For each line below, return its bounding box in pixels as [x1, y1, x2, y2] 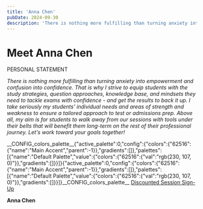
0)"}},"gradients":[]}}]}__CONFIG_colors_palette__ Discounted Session [7, 179, 181, 186]
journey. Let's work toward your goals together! [7, 129, 125, 136]
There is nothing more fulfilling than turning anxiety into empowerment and [7, 78, 194, 85]
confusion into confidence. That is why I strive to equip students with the [7, 84, 189, 91]
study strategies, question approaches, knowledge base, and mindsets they [7, 90, 196, 98]
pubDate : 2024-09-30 [7, 14, 59, 20]
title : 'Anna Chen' [7, 8, 56, 15]
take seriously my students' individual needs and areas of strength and [7, 103, 184, 110]
